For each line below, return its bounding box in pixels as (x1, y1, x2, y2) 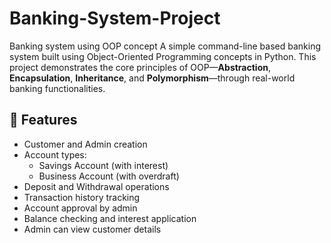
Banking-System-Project (9, 7, 221, 30)
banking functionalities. (9, 82, 106, 94)
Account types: (23, 148, 87, 161)
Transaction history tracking (23, 191, 141, 203)
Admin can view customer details (23, 223, 162, 235)
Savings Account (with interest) (38, 159, 169, 171)
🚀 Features (9, 112, 78, 129)
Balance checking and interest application (23, 212, 197, 224)
